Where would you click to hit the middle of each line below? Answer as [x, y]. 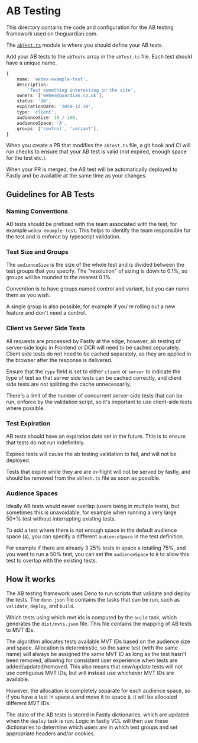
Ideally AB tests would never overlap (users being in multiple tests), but [93, 506]
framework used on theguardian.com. [52, 33]
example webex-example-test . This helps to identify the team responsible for [98, 230]
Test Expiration [28, 423]
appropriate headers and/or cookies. [51, 734]
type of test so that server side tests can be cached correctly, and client [94, 377]
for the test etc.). [27, 158]
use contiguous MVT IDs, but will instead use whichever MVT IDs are [90, 673]
